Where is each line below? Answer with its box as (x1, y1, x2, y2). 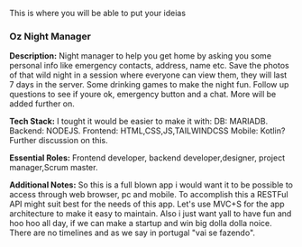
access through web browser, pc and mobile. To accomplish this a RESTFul (9, 189, 288, 200)
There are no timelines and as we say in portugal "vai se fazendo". (9, 227, 255, 238)
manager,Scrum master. (9, 162, 98, 173)
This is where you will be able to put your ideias (9, 8, 187, 18)
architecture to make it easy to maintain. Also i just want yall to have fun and (9, 208, 292, 219)
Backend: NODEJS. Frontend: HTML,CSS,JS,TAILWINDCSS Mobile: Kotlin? (9, 125, 286, 136)
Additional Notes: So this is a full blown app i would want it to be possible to (9, 179, 293, 190)
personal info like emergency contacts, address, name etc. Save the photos (9, 60, 290, 71)
